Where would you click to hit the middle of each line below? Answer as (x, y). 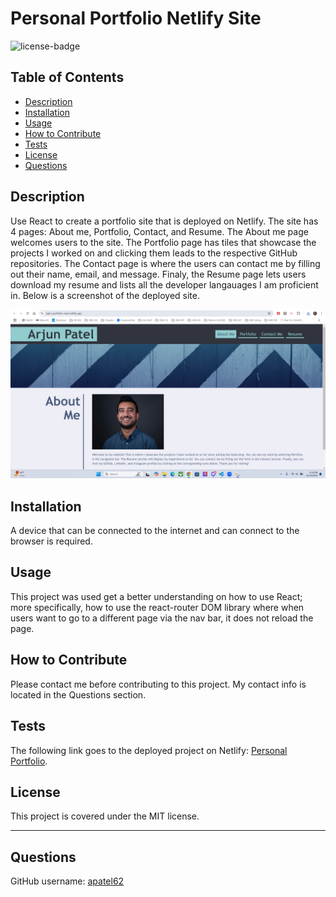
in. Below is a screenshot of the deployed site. (105, 295)
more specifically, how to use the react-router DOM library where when (157, 607)
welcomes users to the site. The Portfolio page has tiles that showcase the (163, 242)
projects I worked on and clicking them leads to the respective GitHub (154, 253)
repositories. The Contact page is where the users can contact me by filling (165, 263)
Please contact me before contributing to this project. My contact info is (158, 684)
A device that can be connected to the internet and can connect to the (155, 531)
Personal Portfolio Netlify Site (136, 18)
